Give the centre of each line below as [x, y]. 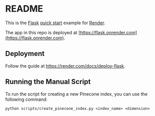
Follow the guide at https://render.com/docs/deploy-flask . [65, 66]
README [24, 9]
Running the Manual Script [48, 82]
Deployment [25, 54]
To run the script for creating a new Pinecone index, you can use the [76, 94]
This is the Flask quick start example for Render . [55, 23]
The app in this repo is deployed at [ [43, 32]
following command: [27, 99]
